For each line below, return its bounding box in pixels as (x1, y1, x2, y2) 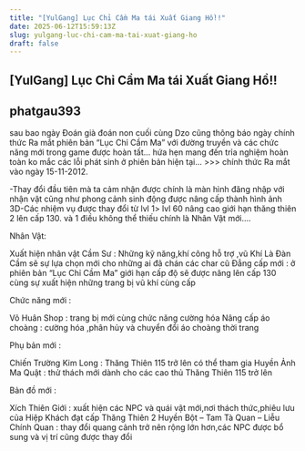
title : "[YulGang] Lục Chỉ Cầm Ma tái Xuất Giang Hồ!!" (9, 13, 226, 23)
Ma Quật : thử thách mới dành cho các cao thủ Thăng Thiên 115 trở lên (9, 367, 273, 378)
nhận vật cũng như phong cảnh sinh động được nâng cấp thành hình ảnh (9, 193, 282, 205)
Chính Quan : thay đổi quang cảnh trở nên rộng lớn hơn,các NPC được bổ (9, 422, 284, 433)
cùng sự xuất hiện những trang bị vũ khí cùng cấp (9, 277, 196, 288)
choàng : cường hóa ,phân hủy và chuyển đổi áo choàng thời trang (9, 323, 259, 333)
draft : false (9, 38, 59, 48)
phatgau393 (9, 104, 82, 119)
